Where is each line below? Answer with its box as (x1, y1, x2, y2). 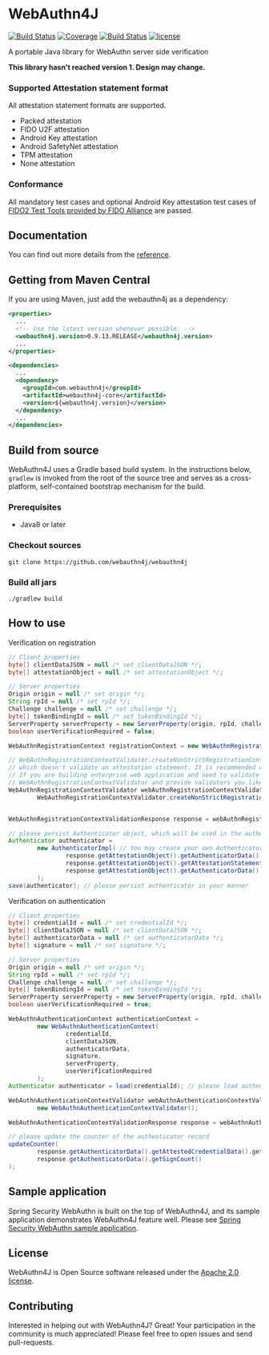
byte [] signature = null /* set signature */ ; (8, 942, 167, 950)
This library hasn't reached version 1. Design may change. (8, 62, 206, 72)
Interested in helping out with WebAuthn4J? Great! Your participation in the (8, 1321, 256, 1330)
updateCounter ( (8, 1140, 59, 1148)
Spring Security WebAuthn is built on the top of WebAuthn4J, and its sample (8, 1206, 260, 1216)
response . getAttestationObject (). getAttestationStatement (65, 859, 263, 868)
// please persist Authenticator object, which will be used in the (8, 829, 242, 837)
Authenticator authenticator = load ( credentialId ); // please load (8, 1082, 239, 1090)
